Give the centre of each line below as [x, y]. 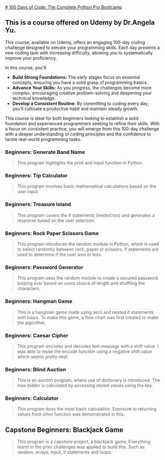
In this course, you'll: [26, 67]
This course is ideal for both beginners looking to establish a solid [72, 118]
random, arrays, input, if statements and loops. [65, 452]
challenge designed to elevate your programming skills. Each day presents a [82, 47]
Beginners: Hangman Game [39, 301]
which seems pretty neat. [43, 356]
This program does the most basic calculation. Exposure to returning [87, 409]
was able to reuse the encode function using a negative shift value [84, 351]
